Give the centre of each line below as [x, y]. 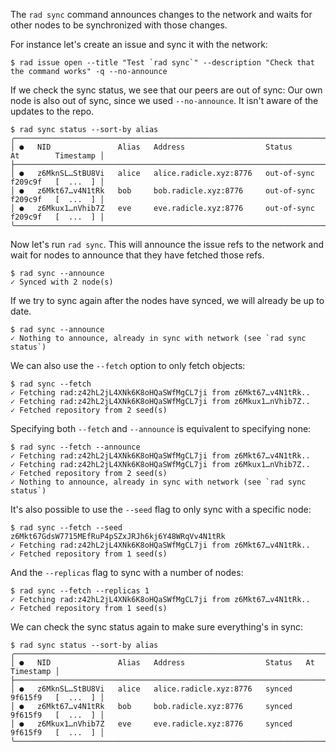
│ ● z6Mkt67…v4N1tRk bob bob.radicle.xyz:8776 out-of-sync [162, 191]
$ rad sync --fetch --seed [66, 528]
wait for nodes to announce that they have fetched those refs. [137, 255]
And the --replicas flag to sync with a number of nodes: [127, 572]
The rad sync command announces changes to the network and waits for [161, 14]
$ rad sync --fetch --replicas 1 [80, 591]
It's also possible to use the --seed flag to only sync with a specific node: [161, 509]
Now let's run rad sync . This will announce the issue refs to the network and [167, 244]
